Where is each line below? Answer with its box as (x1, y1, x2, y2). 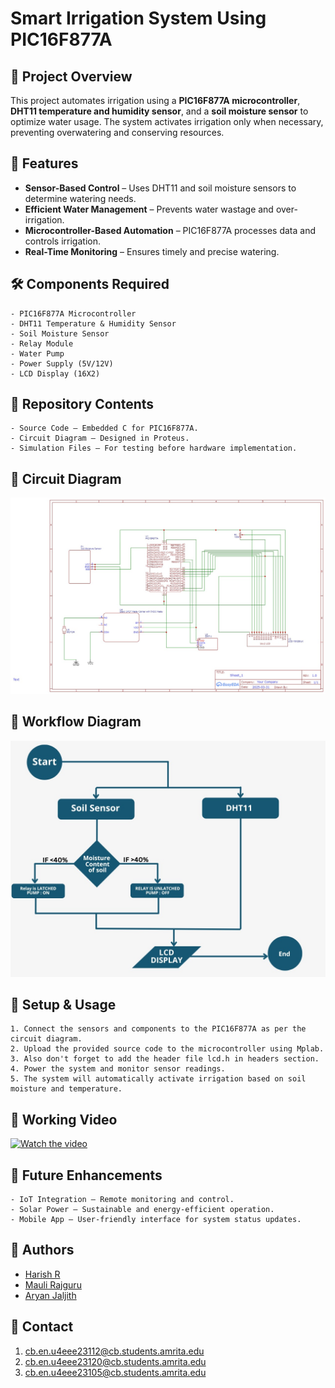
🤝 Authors (10, 1242, 75, 1259)
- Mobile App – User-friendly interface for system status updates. (10, 1215, 302, 1225)
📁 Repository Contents (10, 396, 155, 413)
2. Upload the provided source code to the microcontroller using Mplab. (10, 1044, 325, 1054)
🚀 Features (10, 155, 79, 172)
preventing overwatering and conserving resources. (10, 127, 225, 138)
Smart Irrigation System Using (10, 7, 267, 30)
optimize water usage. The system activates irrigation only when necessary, (10, 116, 324, 127)
